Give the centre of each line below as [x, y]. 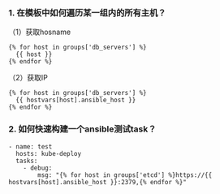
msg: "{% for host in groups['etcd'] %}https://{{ [125, 175]
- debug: [38, 168]
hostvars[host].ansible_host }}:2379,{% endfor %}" [97, 182]
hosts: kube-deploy [49, 153]
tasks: [27, 161]
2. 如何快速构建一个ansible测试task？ [82, 129]
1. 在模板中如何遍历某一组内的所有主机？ [87, 12]
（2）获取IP [28, 78]
